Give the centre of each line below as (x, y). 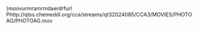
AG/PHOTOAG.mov (30, 21)
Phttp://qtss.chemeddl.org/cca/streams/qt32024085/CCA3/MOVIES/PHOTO (99, 14)
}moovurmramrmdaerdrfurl (39, 8)
